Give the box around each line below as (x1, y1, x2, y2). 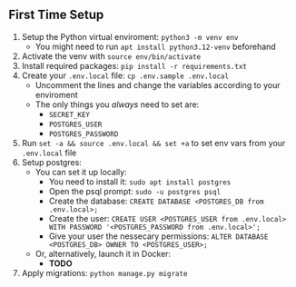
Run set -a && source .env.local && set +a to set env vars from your (21, 137, 286, 148)
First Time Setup (8, 7, 104, 23)
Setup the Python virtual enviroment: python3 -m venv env (21, 31, 239, 42)
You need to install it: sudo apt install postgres (48, 176, 232, 187)
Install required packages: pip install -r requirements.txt (21, 60, 247, 71)
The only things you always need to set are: (35, 99, 200, 110)
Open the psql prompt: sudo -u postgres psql (48, 185, 222, 196)
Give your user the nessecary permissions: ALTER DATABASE (48, 231, 269, 242)
